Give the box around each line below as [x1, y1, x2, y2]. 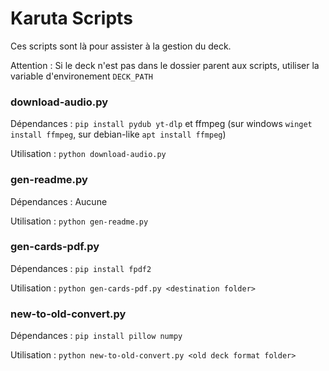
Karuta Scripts [10, 7, 133, 30]
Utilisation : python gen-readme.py [10, 215, 149, 227]
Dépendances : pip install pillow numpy [10, 330, 183, 342]
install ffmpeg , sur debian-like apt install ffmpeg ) [10, 128, 227, 141]
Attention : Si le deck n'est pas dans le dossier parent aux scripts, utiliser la [10, 59, 320, 71]
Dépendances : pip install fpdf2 [10, 262, 152, 274]
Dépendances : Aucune [10, 195, 108, 207]
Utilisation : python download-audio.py [10, 148, 167, 160]
